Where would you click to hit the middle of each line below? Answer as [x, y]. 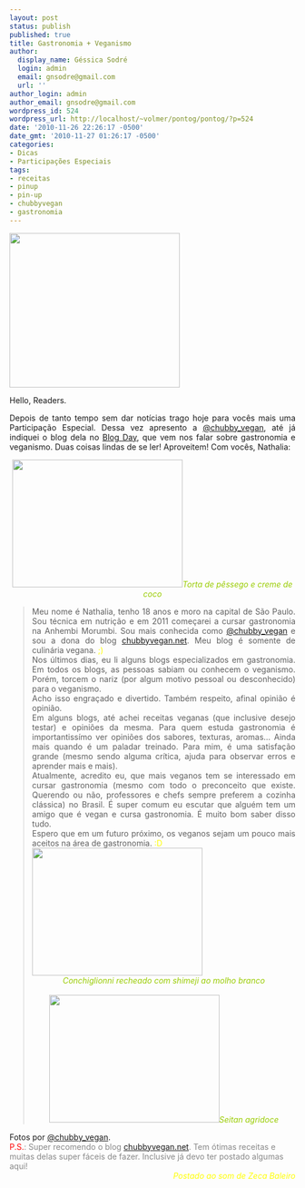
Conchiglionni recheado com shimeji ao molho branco [164, 980]
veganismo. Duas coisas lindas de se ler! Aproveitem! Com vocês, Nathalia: [150, 447]
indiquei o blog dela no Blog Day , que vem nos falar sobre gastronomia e [152, 437]
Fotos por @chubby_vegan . [60, 1137]
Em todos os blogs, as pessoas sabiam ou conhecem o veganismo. [163, 669]
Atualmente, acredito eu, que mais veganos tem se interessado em [163, 775]
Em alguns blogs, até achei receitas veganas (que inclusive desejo [163, 718]
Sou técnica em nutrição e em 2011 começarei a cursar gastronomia [163, 621]
